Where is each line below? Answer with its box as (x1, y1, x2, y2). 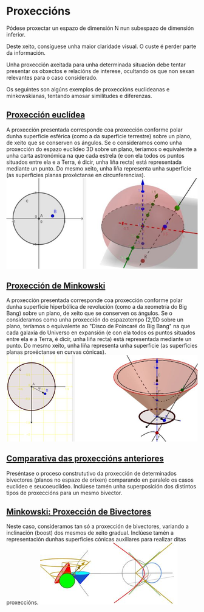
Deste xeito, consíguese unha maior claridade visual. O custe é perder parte (6, 43, 197, 50)
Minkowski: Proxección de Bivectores (6, 507, 152, 517)
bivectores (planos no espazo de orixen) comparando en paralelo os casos (6, 476, 194, 484)
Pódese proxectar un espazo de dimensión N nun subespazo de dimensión (6, 24, 194, 32)
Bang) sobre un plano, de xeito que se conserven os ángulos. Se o (6, 309, 173, 317)
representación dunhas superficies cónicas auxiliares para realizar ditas (6, 536, 186, 543)
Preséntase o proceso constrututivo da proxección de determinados (6, 470, 177, 477)
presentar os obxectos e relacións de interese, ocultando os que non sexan (6, 67, 195, 74)
